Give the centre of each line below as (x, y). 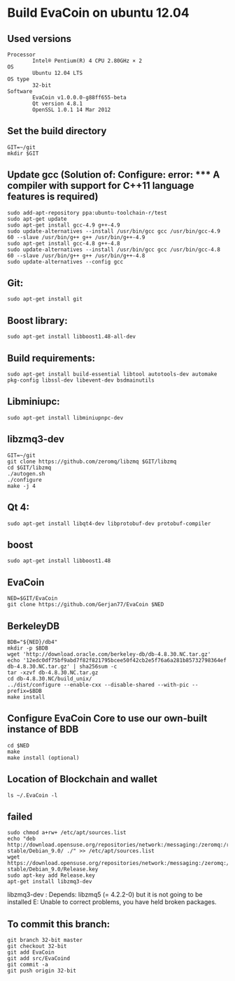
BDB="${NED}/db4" (33, 642)
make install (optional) (43, 758)
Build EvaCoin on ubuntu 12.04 (99, 13)
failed (20, 816)
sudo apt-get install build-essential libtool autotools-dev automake (112, 374)
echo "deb (22, 839)
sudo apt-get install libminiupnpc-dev (65, 417)
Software (20, 92)
